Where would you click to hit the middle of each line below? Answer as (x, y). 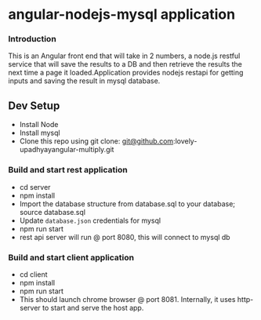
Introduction (32, 39)
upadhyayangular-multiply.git (67, 150)
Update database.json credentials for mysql (90, 220)
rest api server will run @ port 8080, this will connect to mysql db (125, 237)
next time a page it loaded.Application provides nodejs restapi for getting (126, 73)
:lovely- (185, 141)
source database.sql (53, 212)
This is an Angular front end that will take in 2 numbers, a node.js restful (124, 56)
